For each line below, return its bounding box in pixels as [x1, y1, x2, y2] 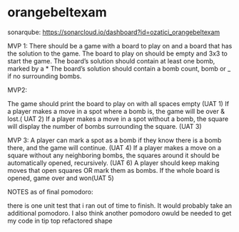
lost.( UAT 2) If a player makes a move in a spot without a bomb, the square [7, 115, 229, 123]
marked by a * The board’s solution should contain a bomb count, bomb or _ [7, 64, 231, 73]
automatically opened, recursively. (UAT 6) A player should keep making [7, 158, 220, 167]
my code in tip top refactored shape [7, 216, 113, 225]
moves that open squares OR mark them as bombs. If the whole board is [7, 166, 220, 174]
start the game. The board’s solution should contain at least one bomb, [7, 56, 215, 65]
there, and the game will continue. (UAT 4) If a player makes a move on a [7, 143, 221, 152]
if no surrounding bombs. [7, 72, 82, 80]
